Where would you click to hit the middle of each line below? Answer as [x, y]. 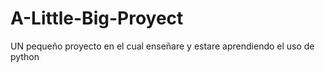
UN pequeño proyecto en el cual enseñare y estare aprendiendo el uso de [162, 46]
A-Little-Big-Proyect [97, 18]
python [25, 56]
